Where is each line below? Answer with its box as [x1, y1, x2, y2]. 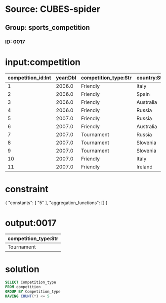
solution [5, 263, 40, 275]
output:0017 [5, 217, 57, 228]
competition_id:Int [7, 75, 51, 81]
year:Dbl [56, 75, 77, 81]
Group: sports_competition [5, 23, 90, 32]
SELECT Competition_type [5, 280, 56, 285]
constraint [5, 183, 48, 195]
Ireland [136, 163, 153, 170]
